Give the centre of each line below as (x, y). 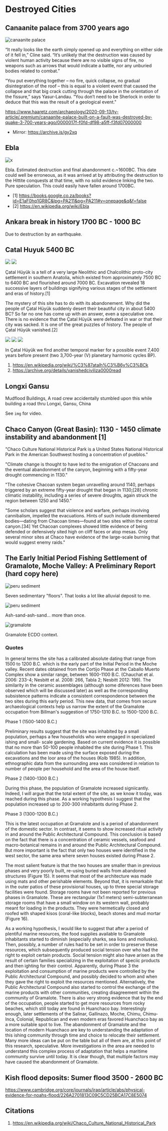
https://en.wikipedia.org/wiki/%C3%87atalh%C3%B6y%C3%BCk (80, 365)
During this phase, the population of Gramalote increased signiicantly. (77, 788)
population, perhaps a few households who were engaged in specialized (80, 737)
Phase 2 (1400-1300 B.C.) (32, 778)
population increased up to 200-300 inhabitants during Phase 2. (71, 804)
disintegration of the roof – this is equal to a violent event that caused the (81, 86)
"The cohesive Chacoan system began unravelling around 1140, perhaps (80, 485)
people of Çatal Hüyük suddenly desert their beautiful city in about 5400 (80, 309)
